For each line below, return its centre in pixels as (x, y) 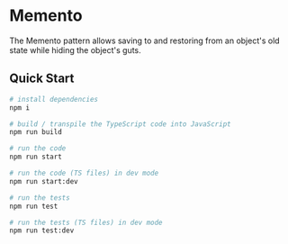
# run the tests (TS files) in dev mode (86, 222)
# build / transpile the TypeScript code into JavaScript (120, 124)
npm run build (36, 132)
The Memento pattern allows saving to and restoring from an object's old (145, 41)
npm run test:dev (42, 230)
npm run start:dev (44, 181)
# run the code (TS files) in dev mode (84, 173)
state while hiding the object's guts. (75, 50)
